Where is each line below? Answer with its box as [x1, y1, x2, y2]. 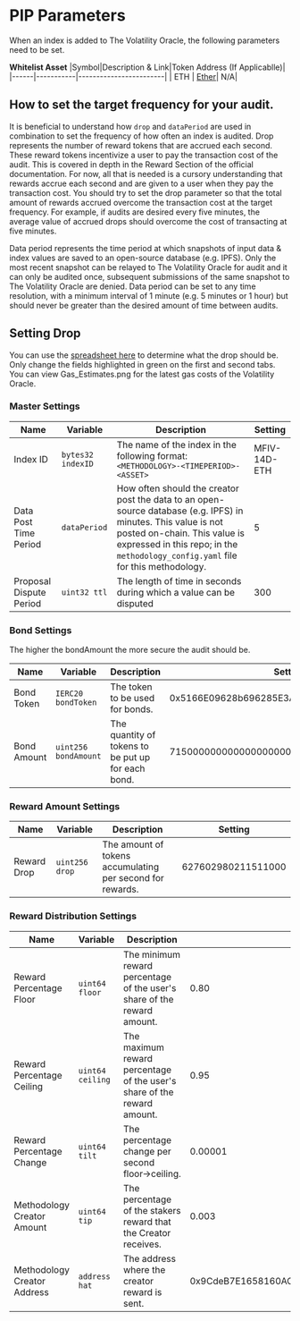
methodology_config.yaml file [116, 549, 237, 562]
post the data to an [116, 493, 196, 505]
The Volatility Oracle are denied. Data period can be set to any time [9, 281, 256, 292]
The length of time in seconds [116, 574, 242, 587]
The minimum [123, 948, 181, 961]
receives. [123, 1238, 162, 1250]
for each [110, 762, 146, 775]
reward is [123, 1285, 162, 1298]
